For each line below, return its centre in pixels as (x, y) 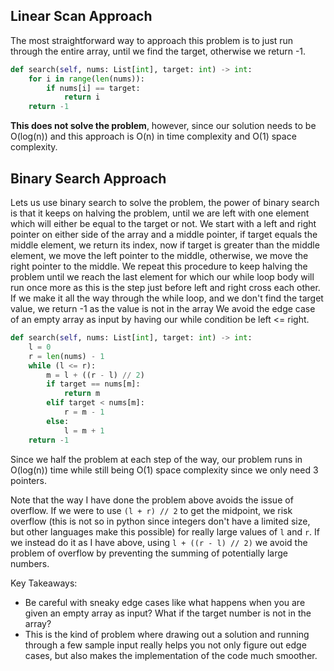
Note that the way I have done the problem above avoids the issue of (152, 500)
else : (58, 421)
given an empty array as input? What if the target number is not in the (168, 613)
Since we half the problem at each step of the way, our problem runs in (156, 459)
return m (82, 394)
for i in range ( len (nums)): (86, 79)
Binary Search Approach (88, 178)
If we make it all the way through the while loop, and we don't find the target (167, 298)
